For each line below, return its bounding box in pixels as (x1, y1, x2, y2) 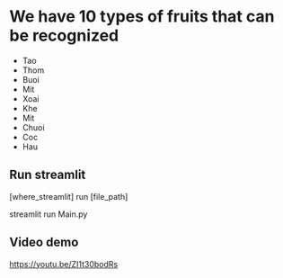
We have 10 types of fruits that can (9, 6, 275, 27)
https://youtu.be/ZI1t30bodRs (9, 258, 119, 269)
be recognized (9, 25, 119, 46)
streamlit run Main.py (9, 209, 88, 220)
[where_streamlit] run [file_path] (9, 191, 128, 202)
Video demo (9, 235, 79, 250)
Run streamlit (9, 167, 86, 183)
